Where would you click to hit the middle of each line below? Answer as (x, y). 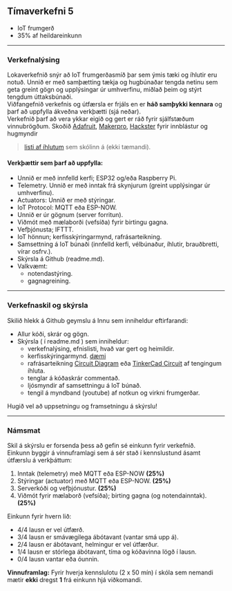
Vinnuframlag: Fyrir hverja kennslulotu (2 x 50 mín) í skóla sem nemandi (110, 572)
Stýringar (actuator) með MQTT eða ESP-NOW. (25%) (94, 480)
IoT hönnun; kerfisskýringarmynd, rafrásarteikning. (89, 237)
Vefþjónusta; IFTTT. (45, 229)
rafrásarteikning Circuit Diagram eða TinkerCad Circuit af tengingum (125, 363)
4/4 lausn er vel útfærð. (51, 529)
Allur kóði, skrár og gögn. (53, 334)
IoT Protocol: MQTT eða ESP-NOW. (67, 207)
